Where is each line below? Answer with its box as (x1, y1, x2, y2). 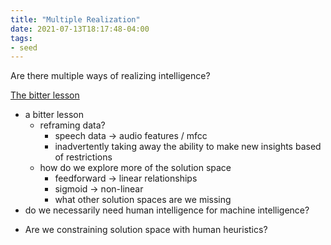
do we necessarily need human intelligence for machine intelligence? (24, 204, 310, 216)
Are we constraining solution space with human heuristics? (24, 224, 268, 236)
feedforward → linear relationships (54, 172, 198, 185)
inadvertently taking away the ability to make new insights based (54, 141, 322, 153)
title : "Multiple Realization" (10, 14, 141, 25)
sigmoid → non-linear (54, 183, 144, 195)
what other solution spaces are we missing (54, 194, 232, 206)
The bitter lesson (10, 89, 80, 101)
